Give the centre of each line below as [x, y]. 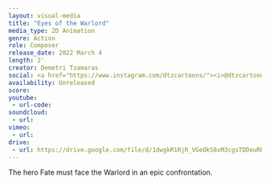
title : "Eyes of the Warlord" [59, 23]
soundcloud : [28, 113]
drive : [19, 142]
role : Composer [34, 46]
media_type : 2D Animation [51, 30]
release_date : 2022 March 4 [55, 53]
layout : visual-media [45, 16]
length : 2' [27, 61]
